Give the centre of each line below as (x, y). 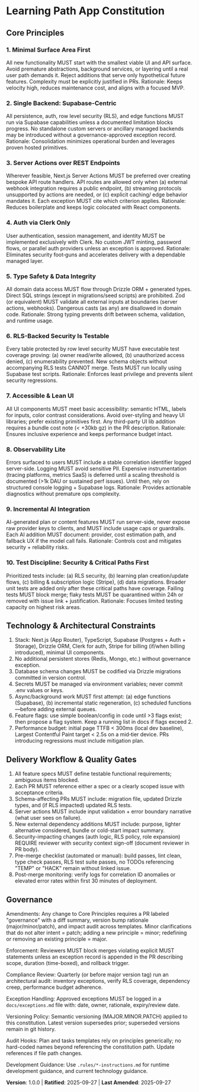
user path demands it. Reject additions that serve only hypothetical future (96, 75)
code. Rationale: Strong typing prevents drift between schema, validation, (96, 314)
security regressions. (32, 380)
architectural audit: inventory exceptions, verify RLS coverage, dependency (98, 980)
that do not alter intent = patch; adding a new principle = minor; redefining (97, 932)
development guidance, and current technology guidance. (77, 1071)
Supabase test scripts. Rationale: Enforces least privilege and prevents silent (99, 374)
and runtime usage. (30, 321)
